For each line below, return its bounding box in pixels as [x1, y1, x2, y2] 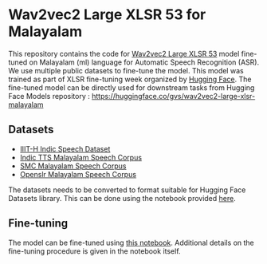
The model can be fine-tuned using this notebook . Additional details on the [8, 238, 254, 247]
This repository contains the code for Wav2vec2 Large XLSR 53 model [8, 49, 240, 58]
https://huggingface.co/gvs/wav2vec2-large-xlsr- [91, 91, 256, 100]
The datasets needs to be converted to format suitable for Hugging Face [8, 185, 246, 195]
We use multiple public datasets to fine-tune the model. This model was [8, 65, 245, 75]
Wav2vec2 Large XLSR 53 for [8, 6, 206, 24]
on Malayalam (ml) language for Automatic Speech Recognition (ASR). [29, 57, 260, 67]
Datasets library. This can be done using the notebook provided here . [8, 193, 237, 203]
